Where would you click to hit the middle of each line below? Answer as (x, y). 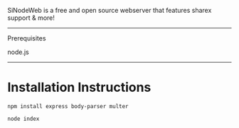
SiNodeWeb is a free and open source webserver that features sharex (110, 10)
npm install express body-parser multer (68, 106)
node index (23, 119)
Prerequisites (27, 38)
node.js (18, 52)
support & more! (31, 18)
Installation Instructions (79, 87)
